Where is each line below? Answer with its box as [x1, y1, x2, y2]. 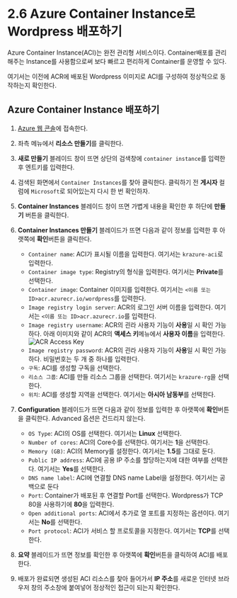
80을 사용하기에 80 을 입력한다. [28, 500, 115, 508]
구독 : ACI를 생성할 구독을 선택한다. [28, 363, 122, 372]
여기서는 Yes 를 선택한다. [37, 464, 106, 473]
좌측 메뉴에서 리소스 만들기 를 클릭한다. [17, 139, 124, 147]
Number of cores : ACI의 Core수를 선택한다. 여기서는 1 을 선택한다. [28, 438, 210, 446]
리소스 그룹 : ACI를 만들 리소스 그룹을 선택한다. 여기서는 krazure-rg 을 [28, 372, 216, 380]
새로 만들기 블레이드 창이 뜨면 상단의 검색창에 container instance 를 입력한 [17, 154, 226, 162]
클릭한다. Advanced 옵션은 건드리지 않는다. [25, 414, 146, 422]
